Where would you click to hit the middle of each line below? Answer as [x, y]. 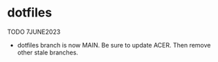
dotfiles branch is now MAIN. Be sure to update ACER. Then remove [114, 45]
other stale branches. [47, 52]
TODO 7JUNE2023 [34, 32]
